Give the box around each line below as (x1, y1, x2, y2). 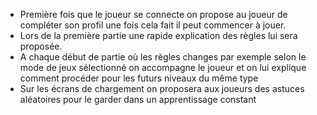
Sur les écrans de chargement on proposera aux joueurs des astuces (19, 83, 305, 94)
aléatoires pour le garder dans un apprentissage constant (19, 94, 257, 105)
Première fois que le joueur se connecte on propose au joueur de (19, 9, 288, 20)
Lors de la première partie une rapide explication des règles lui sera (19, 30, 298, 41)
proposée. (19, 40, 63, 52)
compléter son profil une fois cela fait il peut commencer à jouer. (19, 19, 287, 31)
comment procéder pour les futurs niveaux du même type (19, 72, 259, 84)
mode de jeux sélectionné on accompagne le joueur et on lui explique (19, 62, 307, 73)
